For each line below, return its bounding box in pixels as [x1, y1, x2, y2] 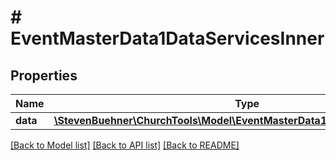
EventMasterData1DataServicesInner [10, 27, 325, 50]
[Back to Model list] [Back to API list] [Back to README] [10, 139, 240, 151]
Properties [10, 67, 78, 84]
